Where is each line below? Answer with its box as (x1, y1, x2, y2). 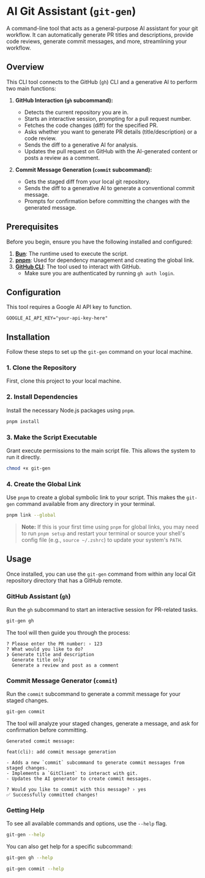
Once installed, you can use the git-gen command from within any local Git (6, 570, 196, 578)
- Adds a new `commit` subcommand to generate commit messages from (6, 760, 185, 766)
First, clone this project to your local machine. (6, 377, 122, 384)
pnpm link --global (6, 512, 56, 519)
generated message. (24, 204, 76, 211)
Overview (6, 62, 45, 72)
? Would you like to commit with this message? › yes (6, 787, 147, 793)
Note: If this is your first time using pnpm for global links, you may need (21, 523, 199, 530)
